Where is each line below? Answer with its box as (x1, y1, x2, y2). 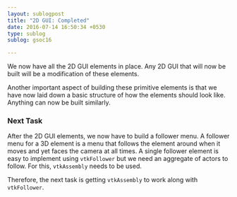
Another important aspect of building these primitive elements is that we (7, 83, 217, 92)
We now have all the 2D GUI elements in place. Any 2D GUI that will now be (7, 62, 226, 71)
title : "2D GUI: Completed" (7, 17, 90, 24)
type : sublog (7, 30, 46, 37)
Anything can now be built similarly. (7, 98, 111, 107)
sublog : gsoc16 (7, 37, 52, 44)
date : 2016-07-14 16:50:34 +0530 (7, 23, 106, 30)
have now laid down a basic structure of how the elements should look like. (7, 91, 226, 100)
